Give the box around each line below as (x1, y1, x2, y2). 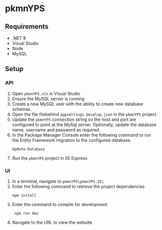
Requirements (5, 22, 49, 31)
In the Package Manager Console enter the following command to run (12, 132, 151, 138)
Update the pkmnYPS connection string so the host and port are (12, 116, 136, 122)
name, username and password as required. (12, 127, 100, 133)
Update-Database (12, 147, 45, 152)
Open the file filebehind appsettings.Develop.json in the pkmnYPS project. (12, 111, 158, 117)
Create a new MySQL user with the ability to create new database (12, 101, 144, 107)
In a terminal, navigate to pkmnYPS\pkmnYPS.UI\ (12, 178, 104, 184)
